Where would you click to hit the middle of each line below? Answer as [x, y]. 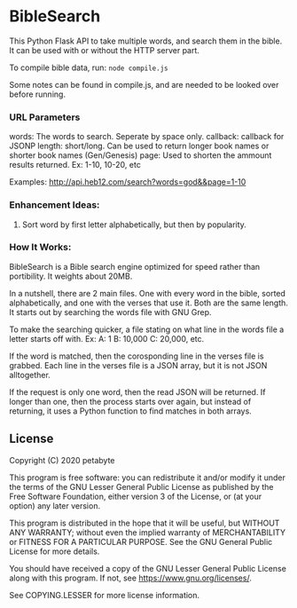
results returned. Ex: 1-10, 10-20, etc [75, 165]
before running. [38, 94]
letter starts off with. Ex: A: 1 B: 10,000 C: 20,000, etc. [107, 338]
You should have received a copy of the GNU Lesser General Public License [148, 568]
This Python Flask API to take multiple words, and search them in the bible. [146, 41]
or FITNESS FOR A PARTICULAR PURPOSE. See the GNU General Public [141, 541]
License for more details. [55, 551]
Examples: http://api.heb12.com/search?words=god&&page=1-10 [128, 182]
